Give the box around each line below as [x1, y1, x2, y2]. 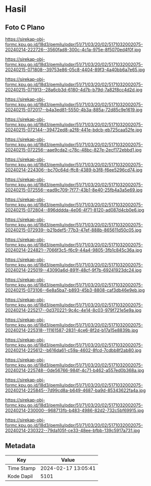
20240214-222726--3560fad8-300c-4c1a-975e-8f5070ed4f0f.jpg [5, 47, 141, 52]
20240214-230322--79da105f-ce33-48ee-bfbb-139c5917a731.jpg [5, 428, 140, 433]
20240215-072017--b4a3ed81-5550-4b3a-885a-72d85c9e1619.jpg [5, 107, 143, 112]
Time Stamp [7, 465, 36, 472]
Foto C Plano [5, 23, 45, 32]
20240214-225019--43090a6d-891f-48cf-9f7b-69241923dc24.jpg [5, 267, 142, 273]
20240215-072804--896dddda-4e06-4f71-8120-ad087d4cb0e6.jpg [5, 207, 145, 213]
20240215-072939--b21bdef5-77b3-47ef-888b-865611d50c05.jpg [5, 227, 142, 233]
